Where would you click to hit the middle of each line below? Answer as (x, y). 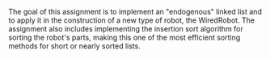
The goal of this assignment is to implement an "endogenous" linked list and (135, 12)
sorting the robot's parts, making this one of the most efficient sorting (124, 37)
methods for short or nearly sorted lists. (75, 46)
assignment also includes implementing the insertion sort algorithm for (126, 29)
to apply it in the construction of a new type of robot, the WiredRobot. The (132, 20)
